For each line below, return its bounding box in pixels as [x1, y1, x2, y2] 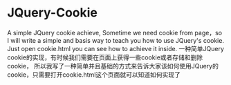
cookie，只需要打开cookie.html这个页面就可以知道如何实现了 [7, 70, 181, 79]
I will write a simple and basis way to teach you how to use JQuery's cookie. [7, 36, 225, 44]
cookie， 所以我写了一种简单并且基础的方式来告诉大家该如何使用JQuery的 [7, 62, 219, 70]
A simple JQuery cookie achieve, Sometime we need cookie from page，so [7, 28, 223, 37]
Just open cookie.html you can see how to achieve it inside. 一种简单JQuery [7, 44, 225, 53]
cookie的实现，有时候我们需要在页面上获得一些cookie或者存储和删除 [7, 53, 203, 62]
